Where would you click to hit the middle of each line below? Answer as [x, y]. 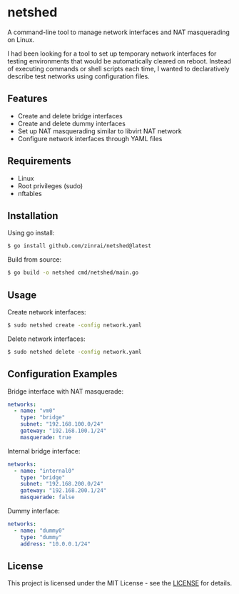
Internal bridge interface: [44, 451]
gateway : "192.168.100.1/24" [63, 431]
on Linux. [21, 39]
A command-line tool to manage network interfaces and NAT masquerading [119, 32]
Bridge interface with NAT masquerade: [65, 391]
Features [27, 99]
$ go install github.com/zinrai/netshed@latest [80, 246]
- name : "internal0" [44, 471]
